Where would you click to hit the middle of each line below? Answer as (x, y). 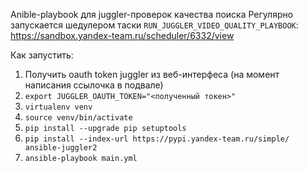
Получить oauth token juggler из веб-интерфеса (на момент (152, 74)
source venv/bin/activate (78, 118)
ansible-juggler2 (61, 148)
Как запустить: (42, 55)
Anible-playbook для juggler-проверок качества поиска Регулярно (152, 14)
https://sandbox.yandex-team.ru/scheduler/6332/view (122, 35)
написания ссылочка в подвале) (94, 85)
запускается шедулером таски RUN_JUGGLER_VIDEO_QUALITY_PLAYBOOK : (154, 25)
